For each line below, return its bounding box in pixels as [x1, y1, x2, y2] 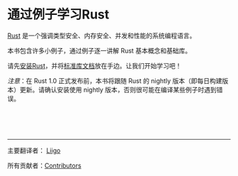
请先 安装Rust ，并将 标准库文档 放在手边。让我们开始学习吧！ [7, 61, 182, 70]
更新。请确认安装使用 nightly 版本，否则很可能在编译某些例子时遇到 [19, 85, 217, 94]
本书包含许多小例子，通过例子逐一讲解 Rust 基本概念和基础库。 [7, 46, 192, 55]
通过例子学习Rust [7, 6, 110, 23]
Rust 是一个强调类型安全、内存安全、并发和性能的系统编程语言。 [7, 31, 196, 40]
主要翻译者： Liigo [7, 146, 61, 155]
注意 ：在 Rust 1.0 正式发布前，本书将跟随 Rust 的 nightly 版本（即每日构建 [7, 76, 222, 85]
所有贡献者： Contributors [7, 161, 81, 170]
